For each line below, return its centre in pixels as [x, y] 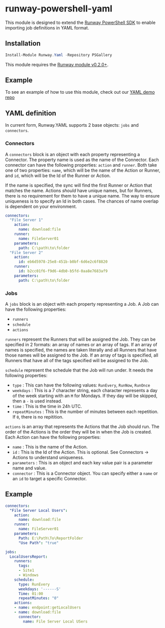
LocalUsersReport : [29, 557]
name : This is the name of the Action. [50, 446]
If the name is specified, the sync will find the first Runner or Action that [79, 185]
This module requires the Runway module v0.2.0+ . [57, 64]
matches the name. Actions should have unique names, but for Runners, [79, 191]
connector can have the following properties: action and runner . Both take [81, 165]
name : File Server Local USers [55, 622]
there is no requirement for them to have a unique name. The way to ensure [82, 196]
